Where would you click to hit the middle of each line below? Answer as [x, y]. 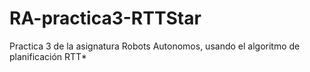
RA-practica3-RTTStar [105, 18]
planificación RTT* [48, 56]
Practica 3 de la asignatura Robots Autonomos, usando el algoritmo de [155, 46]
